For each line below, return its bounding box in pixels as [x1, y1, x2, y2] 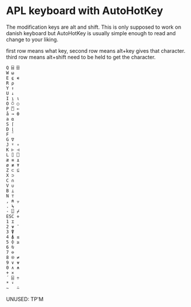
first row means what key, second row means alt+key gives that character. [6, 47, 186, 54]
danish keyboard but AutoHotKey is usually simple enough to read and [6, 29, 176, 36]
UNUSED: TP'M [6, 295, 44, 302]
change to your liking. [6, 36, 59, 43]
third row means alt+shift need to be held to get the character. [6, 53, 156, 60]
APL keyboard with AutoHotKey [6, 4, 163, 18]
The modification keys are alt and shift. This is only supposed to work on [6, 23, 182, 30]
